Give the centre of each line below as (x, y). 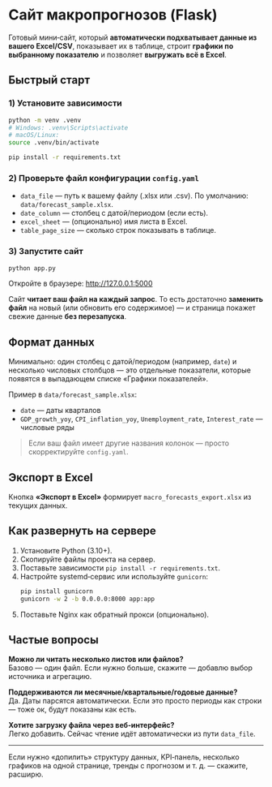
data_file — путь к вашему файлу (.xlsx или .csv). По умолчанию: (134, 196)
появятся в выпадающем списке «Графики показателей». (108, 379)
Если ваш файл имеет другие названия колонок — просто (128, 443)
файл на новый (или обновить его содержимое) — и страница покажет (132, 308)
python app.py (32, 268)
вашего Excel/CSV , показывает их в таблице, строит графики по (121, 45)
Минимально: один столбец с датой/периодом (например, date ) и (123, 362)
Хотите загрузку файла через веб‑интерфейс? (91, 725)
